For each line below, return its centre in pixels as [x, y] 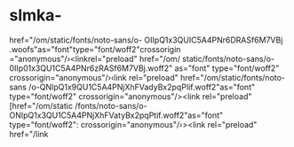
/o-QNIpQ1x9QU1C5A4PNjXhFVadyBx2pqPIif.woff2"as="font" [142, 87]
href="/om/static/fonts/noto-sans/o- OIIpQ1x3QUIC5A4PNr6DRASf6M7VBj [146, 40]
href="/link [29, 134]
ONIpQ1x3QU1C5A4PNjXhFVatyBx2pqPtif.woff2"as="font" [116, 115]
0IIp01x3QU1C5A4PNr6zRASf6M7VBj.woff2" [91, 68]
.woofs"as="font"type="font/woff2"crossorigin [95, 49]
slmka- [36, 15]
